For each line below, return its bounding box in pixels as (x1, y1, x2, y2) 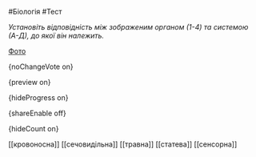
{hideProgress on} (8, 93, 69, 103)
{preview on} (8, 78, 51, 87)
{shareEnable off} (8, 108, 66, 118)
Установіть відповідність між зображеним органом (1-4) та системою (8, 22, 249, 31)
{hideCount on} (8, 124, 59, 133)
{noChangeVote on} (8, 62, 74, 71)
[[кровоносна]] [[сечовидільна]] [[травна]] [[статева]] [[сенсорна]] (8, 139, 238, 149)
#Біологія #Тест (8, 7, 62, 16)
